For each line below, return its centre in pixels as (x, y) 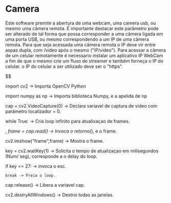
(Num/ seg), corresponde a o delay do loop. (52, 156)
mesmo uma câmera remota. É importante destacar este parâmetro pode (82, 28)
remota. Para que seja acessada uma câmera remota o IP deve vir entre (80, 44)
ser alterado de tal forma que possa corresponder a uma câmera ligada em (84, 34)
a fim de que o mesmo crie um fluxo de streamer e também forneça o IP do (84, 61)
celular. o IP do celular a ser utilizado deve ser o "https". (64, 66)
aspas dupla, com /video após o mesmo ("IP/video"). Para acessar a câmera (86, 50)
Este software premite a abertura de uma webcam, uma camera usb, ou (81, 23)
